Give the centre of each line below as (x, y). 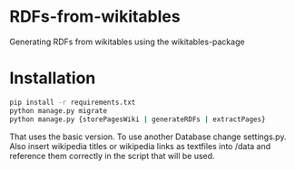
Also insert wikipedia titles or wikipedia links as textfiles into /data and (140, 146)
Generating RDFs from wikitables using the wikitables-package (127, 42)
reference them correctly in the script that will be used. (112, 156)
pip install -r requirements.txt (73, 102)
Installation (53, 78)
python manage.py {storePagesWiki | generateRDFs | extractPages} (138, 119)
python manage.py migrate (58, 110)
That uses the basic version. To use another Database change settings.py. (148, 137)
